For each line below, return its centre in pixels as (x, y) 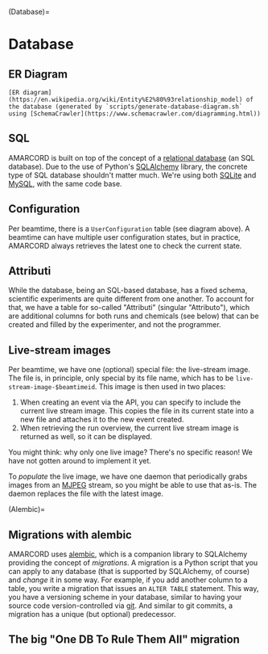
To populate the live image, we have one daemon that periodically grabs (128, 476)
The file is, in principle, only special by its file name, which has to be (121, 378)
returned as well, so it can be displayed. (86, 437)
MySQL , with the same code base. (65, 183)
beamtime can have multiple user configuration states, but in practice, (124, 237)
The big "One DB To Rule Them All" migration (124, 640)
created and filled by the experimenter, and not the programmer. (115, 325)
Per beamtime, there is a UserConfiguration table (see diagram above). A (129, 228)
